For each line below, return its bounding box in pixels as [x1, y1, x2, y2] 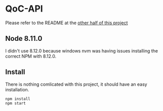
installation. [5, 86, 29, 92]
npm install [5, 96, 30, 101]
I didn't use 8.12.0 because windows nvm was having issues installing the [5, 47, 158, 53]
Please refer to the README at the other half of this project [5, 20, 128, 26]
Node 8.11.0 [5, 34, 43, 43]
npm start [5, 100, 26, 106]
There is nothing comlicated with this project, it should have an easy [5, 81, 148, 87]
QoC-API [5, 3, 43, 15]
